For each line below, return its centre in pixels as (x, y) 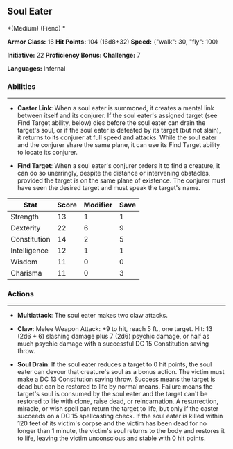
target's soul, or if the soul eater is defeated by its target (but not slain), (119, 130)
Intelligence (29, 251)
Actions (21, 294)
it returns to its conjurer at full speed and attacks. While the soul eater (117, 137)
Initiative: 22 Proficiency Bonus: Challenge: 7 (74, 55)
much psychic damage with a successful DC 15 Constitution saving (113, 344)
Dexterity (26, 228)
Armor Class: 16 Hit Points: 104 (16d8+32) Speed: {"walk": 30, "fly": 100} (113, 42)
